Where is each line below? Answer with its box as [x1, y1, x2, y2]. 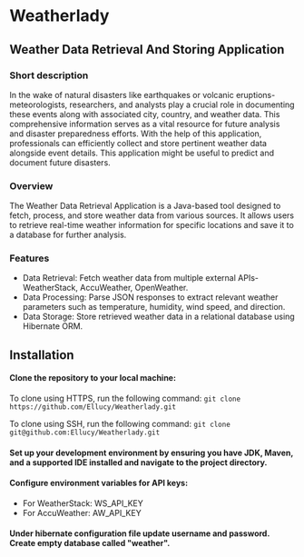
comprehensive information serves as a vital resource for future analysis [9, 118, 280, 129]
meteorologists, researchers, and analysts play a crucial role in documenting [9, 99, 295, 110]
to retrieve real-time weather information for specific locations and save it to [9, 220, 295, 231]
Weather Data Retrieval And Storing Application [9, 42, 285, 57]
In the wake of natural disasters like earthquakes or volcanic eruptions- [9, 89, 276, 100]
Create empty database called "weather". [9, 538, 171, 549]
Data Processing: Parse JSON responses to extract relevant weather [22, 292, 279, 303]
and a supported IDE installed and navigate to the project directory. [9, 456, 268, 468]
